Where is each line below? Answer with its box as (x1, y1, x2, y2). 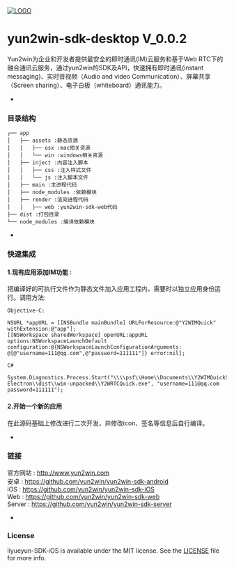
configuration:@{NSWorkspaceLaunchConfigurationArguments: (7, 344, 182, 351)
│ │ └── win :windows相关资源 (7, 152, 103, 159)
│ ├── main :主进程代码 (7, 182, 77, 189)
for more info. (7, 554, 47, 562)
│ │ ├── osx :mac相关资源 (7, 145, 91, 152)
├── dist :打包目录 (7, 211, 60, 219)
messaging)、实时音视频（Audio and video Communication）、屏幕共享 (7, 72, 211, 80)
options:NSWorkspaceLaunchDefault (7, 338, 108, 345)
